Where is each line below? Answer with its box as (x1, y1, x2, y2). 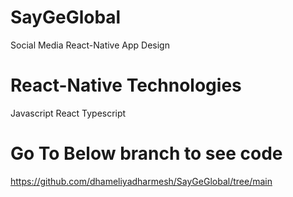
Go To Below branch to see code (10, 142, 283, 165)
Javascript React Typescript (10, 107, 127, 119)
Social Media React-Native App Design (10, 39, 170, 51)
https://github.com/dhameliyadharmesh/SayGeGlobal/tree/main (10, 175, 273, 187)
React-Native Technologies (10, 74, 242, 97)
